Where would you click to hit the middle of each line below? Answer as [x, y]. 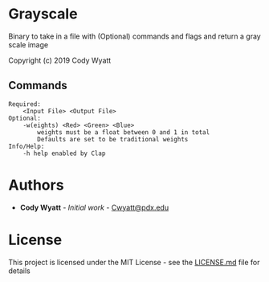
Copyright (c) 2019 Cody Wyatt [60, 60]
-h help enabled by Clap [64, 153]
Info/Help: [26, 146]
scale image [29, 44]
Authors [36, 185]
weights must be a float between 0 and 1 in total [124, 132]
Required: [25, 104]
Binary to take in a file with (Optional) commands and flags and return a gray [134, 36]
